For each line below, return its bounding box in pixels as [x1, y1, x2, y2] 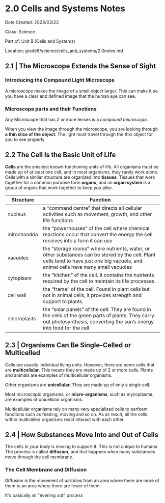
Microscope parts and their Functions [5, 105, 97, 112]
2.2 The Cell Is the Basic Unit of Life [5, 151, 116, 159]
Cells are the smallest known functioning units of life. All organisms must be [5, 164, 159, 169]
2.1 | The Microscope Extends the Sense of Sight [5, 62, 156, 70]
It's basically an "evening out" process [5, 492, 83, 498]
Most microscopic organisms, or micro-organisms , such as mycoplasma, [5, 391, 154, 397]
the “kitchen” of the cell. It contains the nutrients [43, 271, 154, 278]
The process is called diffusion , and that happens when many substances [5, 449, 156, 455]
